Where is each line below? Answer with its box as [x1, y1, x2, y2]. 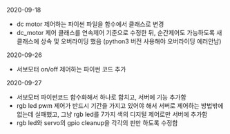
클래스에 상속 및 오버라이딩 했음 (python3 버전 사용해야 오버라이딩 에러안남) [16, 37, 222, 45]
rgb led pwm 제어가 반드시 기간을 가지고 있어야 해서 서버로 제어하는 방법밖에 [16, 102, 224, 109]
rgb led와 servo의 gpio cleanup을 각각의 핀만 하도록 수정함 [16, 119, 178, 126]
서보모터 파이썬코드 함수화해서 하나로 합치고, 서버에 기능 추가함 [16, 93, 187, 101]
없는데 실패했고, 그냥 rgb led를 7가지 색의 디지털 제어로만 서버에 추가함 [16, 110, 208, 118]
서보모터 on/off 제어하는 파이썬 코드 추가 [16, 65, 126, 73]
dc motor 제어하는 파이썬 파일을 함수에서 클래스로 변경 [16, 20, 164, 28]
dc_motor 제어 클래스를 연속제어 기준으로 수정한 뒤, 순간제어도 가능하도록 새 [16, 29, 222, 36]
